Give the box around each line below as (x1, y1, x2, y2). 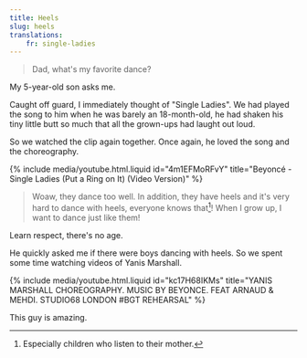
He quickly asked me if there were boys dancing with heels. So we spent (9, 247, 283, 258)
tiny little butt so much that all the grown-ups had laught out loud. (9, 119, 256, 130)
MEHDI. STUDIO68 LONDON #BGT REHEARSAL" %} (9, 294, 206, 305)
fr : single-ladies (26, 38, 96, 48)
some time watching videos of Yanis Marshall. (9, 257, 183, 268)
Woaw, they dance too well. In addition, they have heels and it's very (31, 191, 291, 202)
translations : (9, 30, 64, 39)
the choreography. (9, 146, 79, 157)
